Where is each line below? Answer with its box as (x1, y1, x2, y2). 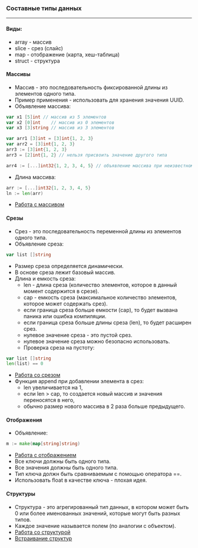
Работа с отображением (14, 452, 77, 459)
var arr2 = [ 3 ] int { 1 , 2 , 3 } (6, 141, 75, 147)
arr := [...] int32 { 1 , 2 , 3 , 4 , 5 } (6, 185, 91, 191)
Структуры (6, 490, 35, 497)
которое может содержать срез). (23, 300, 108, 307)
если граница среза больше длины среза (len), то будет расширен (23, 319, 192, 326)
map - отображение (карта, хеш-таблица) (14, 51, 120, 58)
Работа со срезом (14, 371, 61, 379)
